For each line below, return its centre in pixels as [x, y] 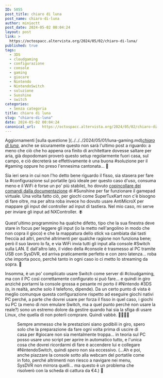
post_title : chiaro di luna [33, 14]
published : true [21, 46]
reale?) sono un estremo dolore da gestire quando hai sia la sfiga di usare [78, 310]
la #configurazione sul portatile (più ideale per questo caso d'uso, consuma [81, 181]
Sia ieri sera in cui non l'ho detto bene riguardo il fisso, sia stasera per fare [79, 175]
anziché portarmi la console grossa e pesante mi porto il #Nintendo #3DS [78, 284]
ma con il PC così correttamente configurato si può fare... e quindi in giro [78, 279]
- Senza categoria [28, 109]
